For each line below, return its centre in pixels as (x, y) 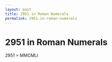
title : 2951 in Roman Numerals (37, 14)
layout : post (18, 9)
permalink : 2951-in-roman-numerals (41, 18)
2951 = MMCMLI (22, 55)
